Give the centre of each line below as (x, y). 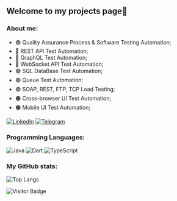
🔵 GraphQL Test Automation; (51, 57)
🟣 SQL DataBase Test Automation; (59, 71)
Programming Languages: (46, 137)
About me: (22, 29)
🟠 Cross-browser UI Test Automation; (63, 98)
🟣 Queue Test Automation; (49, 80)
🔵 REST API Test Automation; (52, 51)
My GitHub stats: (32, 166)
